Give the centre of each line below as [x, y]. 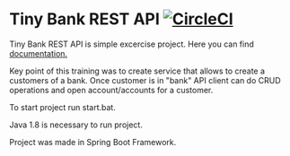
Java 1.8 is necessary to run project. [76, 125]
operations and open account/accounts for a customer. [111, 90]
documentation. [39, 53]
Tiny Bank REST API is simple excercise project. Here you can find [132, 44]
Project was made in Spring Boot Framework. [93, 142]
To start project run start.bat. [63, 107]
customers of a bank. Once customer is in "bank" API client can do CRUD [145, 80]
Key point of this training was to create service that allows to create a [137, 71]
